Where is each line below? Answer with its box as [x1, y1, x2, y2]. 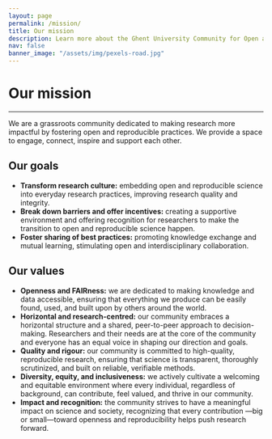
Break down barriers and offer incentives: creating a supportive [19, 206, 237, 216]
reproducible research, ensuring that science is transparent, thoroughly [19, 354, 259, 364]
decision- [222, 320, 255, 330]
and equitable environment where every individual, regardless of [19, 380, 236, 390]
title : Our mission [8, 27, 74, 35]
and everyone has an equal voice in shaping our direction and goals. [19, 337, 249, 347]
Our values [8, 264, 65, 278]
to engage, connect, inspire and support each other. [8, 135, 182, 146]
